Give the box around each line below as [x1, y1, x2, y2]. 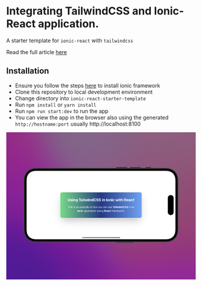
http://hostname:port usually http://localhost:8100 [14, 120, 141, 127]
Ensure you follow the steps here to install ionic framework [14, 82, 161, 89]
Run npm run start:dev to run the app [14, 107, 109, 115]
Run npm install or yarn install [14, 101, 97, 108]
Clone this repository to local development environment [14, 88, 153, 96]
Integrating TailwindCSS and [6, 4, 152, 18]
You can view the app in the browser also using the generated [14, 114, 169, 121]
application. [38, 17, 99, 31]
